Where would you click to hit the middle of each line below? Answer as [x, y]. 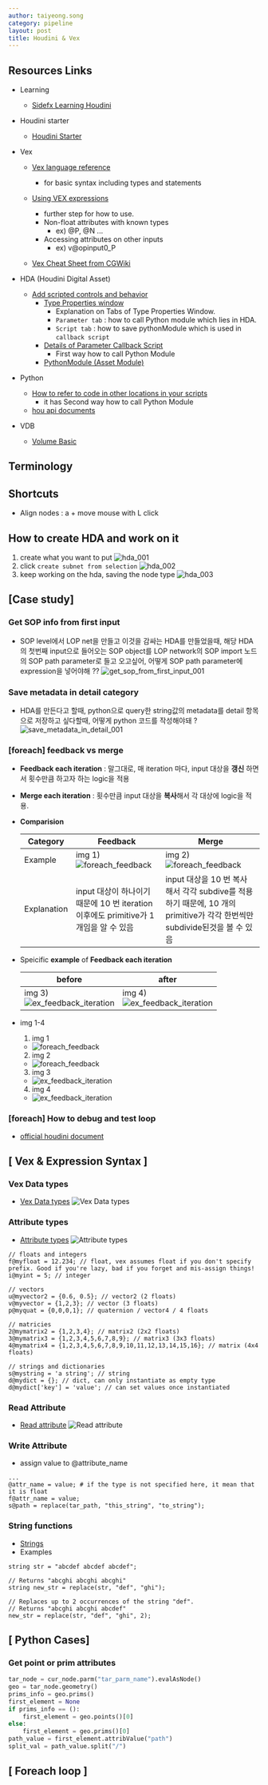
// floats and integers [48, 1254]
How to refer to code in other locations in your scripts [120, 394]
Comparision [42, 822]
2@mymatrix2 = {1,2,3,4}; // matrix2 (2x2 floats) [94, 1331]
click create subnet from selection [79, 566]
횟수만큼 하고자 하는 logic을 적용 [79, 779]
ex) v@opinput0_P [86, 248]
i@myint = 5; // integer [49, 1275]
